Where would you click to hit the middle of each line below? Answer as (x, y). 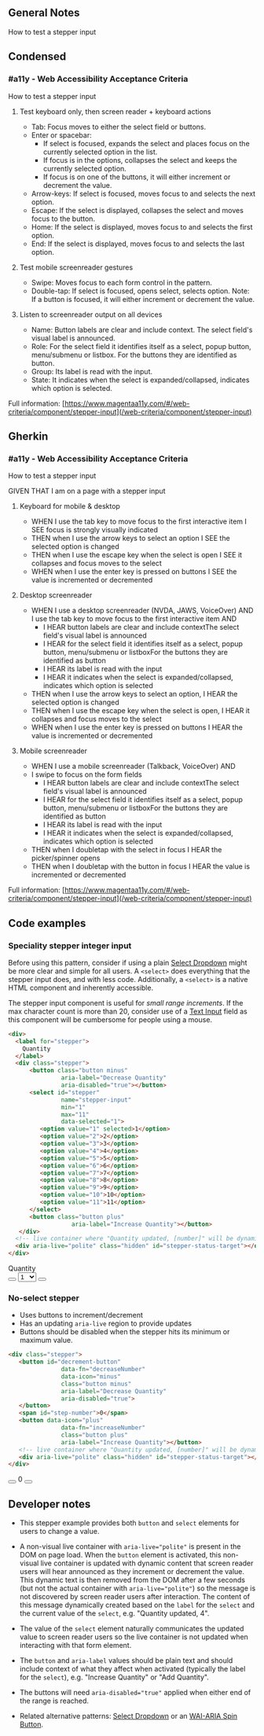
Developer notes (49, 1504)
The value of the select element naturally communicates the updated (132, 1629)
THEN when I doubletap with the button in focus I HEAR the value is (140, 866)
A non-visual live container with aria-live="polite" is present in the (130, 1547)
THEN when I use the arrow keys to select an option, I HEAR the (134, 694)
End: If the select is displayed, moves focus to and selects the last (138, 244)
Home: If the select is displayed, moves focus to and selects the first (142, 226)
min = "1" (73, 1107)
